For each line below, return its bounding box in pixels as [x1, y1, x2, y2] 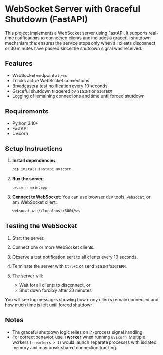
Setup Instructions [5, 145, 63, 153]
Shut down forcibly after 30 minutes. [19, 287, 93, 293]
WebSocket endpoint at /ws [12, 72, 67, 78]
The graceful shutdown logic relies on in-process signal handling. [12, 329, 144, 335]
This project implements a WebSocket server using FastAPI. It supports [5, 30, 148, 36]
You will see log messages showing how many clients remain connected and [5, 297, 159, 302]
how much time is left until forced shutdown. [5, 302, 94, 308]
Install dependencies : [12, 157, 57, 164]
